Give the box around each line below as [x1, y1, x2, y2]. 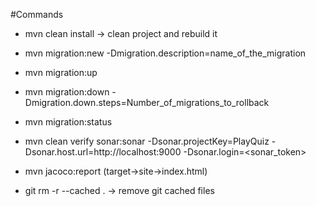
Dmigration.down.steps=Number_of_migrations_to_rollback [24, 97, 270, 108]
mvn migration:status [24, 116, 113, 128]
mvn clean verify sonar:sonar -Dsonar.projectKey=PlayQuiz [24, 135, 270, 147]
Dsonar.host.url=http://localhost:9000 [24, 146, 182, 158]
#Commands [10, 9, 64, 20]
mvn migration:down [24, 86, 110, 98]
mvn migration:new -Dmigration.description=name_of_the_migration [24, 47, 307, 59]
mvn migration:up [24, 67, 98, 78]
